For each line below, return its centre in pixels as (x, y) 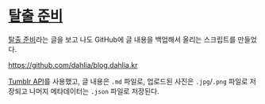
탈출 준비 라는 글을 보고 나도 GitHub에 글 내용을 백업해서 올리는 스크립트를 (122, 39)
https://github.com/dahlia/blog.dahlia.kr (73, 65)
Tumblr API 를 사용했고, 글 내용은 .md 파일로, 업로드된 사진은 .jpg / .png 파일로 (128, 81)
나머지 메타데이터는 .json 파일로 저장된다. (94, 91)
